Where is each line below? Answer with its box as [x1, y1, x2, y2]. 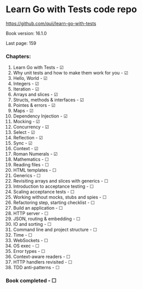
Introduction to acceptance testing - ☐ [13, 183, 94, 189]
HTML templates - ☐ [13, 167, 57, 174]
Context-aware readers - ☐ [13, 253, 70, 260]
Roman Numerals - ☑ [13, 151, 58, 157]
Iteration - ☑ [13, 86, 40, 92]
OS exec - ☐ [13, 243, 40, 249]
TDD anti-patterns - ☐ [13, 265, 60, 271]
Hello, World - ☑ [13, 75, 48, 81]
